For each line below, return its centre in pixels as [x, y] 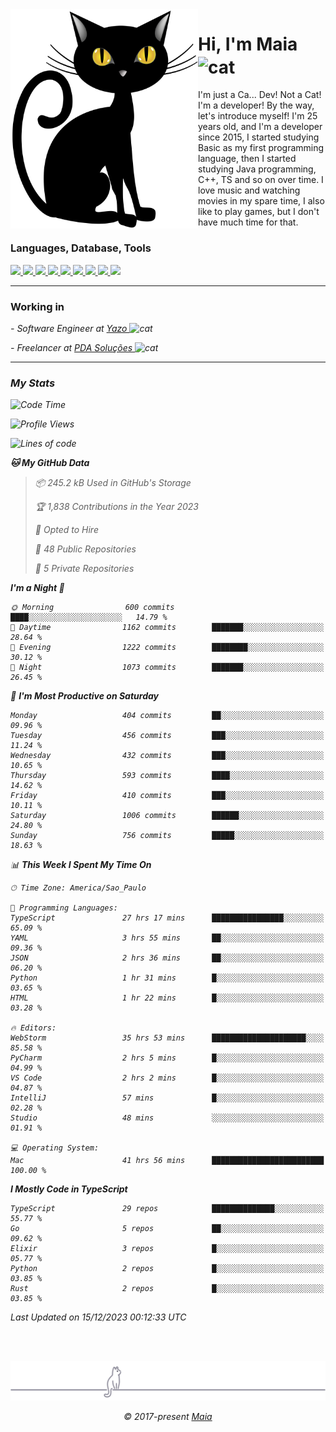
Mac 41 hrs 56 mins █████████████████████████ [167, 1161]
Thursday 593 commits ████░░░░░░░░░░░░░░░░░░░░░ [167, 776]
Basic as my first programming [261, 148]
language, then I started [247, 159]
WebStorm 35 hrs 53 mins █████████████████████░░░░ [167, 1038]
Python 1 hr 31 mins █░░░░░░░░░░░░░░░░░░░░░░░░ [167, 978]
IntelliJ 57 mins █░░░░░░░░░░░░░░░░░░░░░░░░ [167, 1098]
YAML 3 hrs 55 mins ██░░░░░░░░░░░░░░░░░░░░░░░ [167, 938]
